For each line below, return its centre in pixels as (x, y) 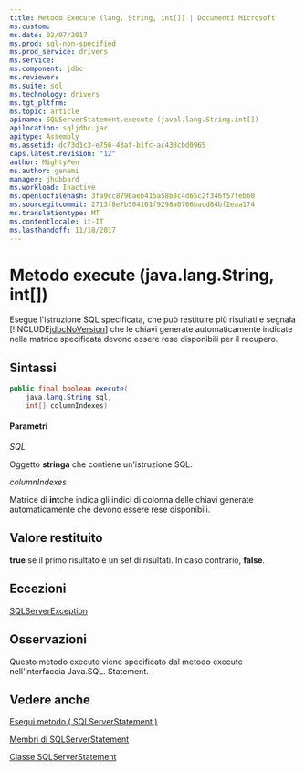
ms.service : (32, 60)
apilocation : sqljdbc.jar (58, 129)
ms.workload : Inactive (53, 188)
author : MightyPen (44, 162)
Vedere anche (50, 699)
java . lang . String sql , (69, 398)
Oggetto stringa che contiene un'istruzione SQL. (101, 464)
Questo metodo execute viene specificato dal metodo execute (126, 662)
